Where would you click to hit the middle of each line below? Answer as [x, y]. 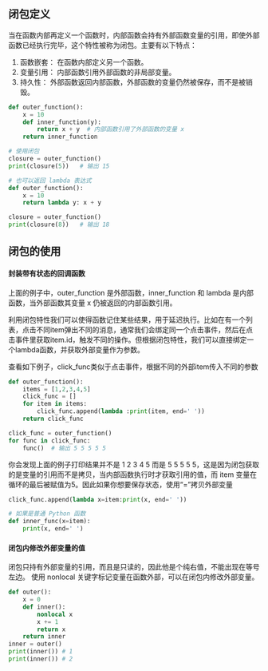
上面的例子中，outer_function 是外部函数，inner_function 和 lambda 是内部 [131, 292]
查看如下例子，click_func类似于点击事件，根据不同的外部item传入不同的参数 [133, 367]
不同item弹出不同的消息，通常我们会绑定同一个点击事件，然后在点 [144, 329]
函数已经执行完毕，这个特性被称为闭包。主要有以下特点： [102, 45]
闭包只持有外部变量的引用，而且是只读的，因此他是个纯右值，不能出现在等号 [134, 567]
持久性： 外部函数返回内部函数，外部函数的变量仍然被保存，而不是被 [132, 81]
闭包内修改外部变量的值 [47, 548]
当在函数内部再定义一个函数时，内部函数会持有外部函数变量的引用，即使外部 [134, 35]
